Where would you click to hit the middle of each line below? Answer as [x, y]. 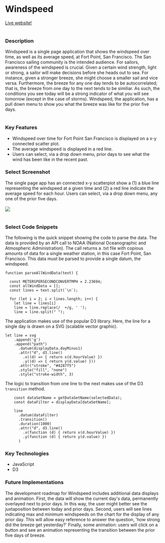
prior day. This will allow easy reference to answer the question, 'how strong [82, 519]
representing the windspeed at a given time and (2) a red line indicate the [80, 188]
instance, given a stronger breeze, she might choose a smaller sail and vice [82, 78]
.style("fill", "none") [43, 370]
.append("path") [31, 344]
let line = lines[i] [35, 303]
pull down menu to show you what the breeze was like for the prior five [77, 104]
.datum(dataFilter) [38, 415]
